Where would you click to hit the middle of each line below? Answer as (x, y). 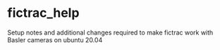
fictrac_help (43, 13)
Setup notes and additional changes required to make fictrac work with (110, 32)
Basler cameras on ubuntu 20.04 (55, 39)
